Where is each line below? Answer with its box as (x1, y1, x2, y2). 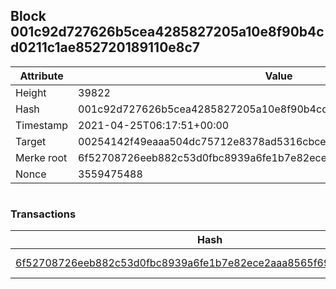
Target (15, 134, 47, 148)
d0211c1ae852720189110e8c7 (10, 39, 201, 56)
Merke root (15, 150, 68, 164)
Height (15, 85, 47, 99)
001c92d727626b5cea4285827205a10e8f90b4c (10, 24, 325, 41)
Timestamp (15, 118, 69, 132)
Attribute (19, 69, 64, 83)
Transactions (10, 207, 77, 221)
